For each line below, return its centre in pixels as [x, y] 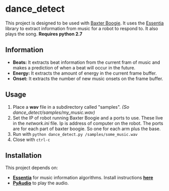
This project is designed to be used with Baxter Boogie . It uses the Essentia [85, 23]
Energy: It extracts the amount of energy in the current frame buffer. [85, 73]
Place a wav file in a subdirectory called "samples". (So [71, 107]
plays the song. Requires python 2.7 [44, 34]
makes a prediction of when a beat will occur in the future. [74, 67]
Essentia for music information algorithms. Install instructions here [83, 178]
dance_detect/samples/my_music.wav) [54, 112]
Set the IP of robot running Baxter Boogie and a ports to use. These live [88, 117]
